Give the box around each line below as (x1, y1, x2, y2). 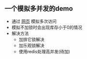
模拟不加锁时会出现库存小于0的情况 (11, 24, 83, 30)
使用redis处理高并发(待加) (18, 48, 71, 54)
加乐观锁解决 (18, 43, 44, 48)
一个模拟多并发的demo (4, 4, 73, 13)
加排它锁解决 (18, 36, 44, 42)
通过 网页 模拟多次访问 (11, 18, 57, 24)
